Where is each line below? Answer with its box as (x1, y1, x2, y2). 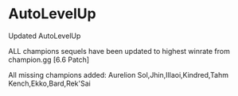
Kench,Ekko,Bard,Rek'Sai (8, 79, 92, 88)
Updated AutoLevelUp (8, 31, 81, 40)
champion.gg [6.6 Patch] (8, 55, 90, 64)
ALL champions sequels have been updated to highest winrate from (8, 46, 231, 56)
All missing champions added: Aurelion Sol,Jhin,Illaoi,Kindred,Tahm (8, 70, 229, 79)
